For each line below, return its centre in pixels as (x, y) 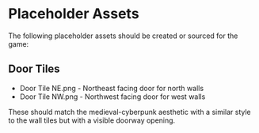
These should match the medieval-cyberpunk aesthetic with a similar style (129, 112)
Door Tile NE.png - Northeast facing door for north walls (112, 88)
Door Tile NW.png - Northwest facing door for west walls (112, 97)
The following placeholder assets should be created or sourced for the (123, 36)
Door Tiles (34, 69)
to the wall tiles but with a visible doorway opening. (92, 120)
